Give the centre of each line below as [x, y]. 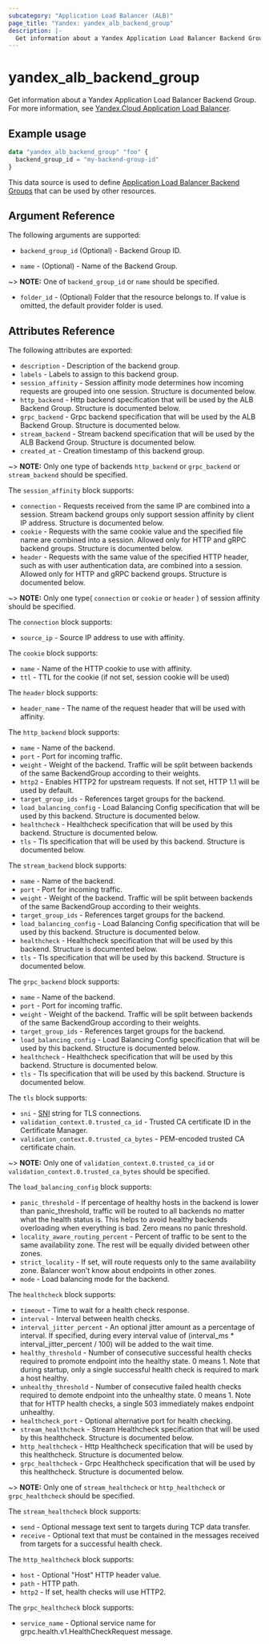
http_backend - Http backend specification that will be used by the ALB [137, 400]
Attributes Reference [62, 330]
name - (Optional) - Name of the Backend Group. [98, 266]
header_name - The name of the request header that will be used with [132, 708]
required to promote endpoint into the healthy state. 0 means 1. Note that [140, 1361]
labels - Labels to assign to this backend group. [99, 374]
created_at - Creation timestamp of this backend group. [112, 451]
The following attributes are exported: [70, 350]
